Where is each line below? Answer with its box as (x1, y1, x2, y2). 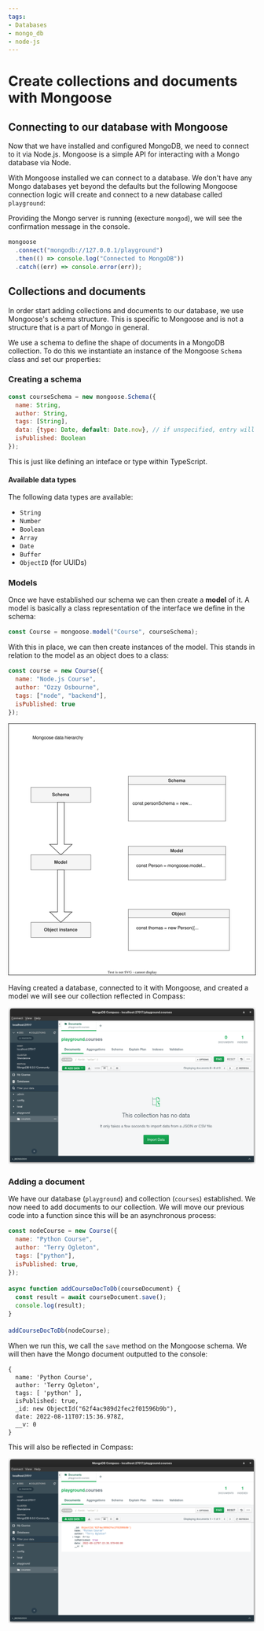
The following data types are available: (8, 493, 134, 502)
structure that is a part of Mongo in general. (8, 323, 149, 332)
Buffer (19, 551, 42, 559)
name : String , (15, 401, 61, 409)
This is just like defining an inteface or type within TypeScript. (8, 456, 208, 466)
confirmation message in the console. (8, 222, 130, 231)
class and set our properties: (8, 354, 101, 363)
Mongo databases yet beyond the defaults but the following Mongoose (8, 182, 238, 191)
